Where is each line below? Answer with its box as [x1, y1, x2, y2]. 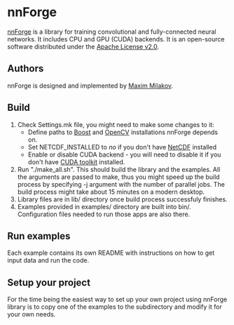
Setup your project [7, 277, 91, 288]
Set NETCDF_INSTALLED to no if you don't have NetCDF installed [27, 142, 217, 151]
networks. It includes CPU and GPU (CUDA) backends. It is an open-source [7, 34, 225, 43]
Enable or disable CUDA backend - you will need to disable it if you [27, 150, 221, 159]
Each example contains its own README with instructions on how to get [7, 248, 215, 257]
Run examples [7, 230, 71, 242]
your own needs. [7, 310, 56, 319]
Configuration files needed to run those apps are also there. [17, 210, 191, 218]
